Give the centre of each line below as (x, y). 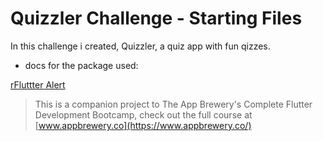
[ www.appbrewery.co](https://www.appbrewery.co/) (143, 125)
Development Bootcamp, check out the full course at (143, 114)
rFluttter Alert (38, 84)
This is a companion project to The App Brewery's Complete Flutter (173, 104)
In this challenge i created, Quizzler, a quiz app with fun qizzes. (140, 46)
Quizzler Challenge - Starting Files (156, 18)
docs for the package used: (81, 65)
